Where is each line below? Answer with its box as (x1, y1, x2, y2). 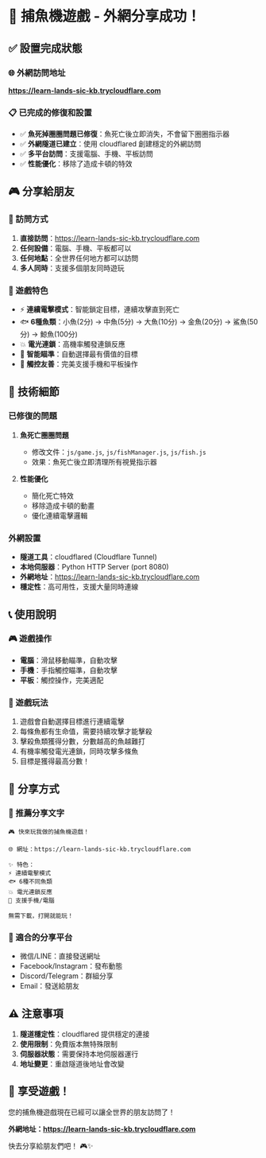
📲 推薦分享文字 (8, 808, 65, 819)
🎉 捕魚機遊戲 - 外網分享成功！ (8, 7, 201, 25)
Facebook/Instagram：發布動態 (19, 962, 123, 971)
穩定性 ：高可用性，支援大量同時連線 (19, 582, 139, 592)
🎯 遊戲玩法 (8, 697, 49, 708)
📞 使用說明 (8, 608, 57, 621)
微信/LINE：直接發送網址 (19, 951, 101, 961)
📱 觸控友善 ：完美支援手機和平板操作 (19, 359, 138, 369)
